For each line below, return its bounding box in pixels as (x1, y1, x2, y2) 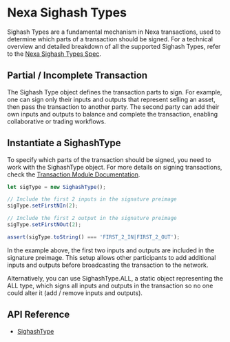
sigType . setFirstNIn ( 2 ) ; (7, 202, 79, 210)
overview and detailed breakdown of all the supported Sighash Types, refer (7, 42, 221, 50)
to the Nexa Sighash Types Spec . (7, 50, 102, 58)
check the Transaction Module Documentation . (7, 170, 140, 179)
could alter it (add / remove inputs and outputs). (7, 288, 143, 297)
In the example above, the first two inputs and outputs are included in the (7, 246, 215, 254)
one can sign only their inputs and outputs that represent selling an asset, (7, 95, 216, 103)
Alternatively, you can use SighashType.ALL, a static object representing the (7, 274, 224, 282)
